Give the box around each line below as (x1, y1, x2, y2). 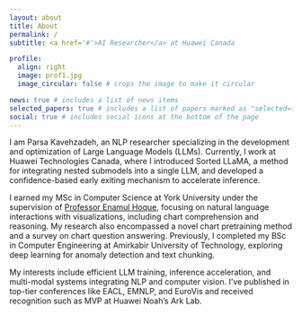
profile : (9, 55, 42, 64)
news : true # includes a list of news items (9, 95, 179, 104)
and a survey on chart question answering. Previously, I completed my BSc (9, 231, 287, 241)
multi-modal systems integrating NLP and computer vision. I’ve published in (9, 276, 290, 287)
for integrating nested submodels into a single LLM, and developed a (9, 165, 263, 176)
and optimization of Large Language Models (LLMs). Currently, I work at (9, 146, 276, 157)
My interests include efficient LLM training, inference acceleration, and (9, 267, 271, 278)
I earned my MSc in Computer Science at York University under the (9, 192, 259, 203)
